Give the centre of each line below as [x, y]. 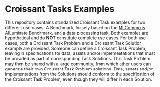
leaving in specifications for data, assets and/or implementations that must [80, 53]
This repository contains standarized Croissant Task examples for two [75, 22]
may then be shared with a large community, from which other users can [78, 64]
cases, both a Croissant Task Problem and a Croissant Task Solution [74, 43]
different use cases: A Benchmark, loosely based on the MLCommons [75, 27]
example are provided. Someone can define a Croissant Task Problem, [76, 48]
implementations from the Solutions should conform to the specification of [80, 74]
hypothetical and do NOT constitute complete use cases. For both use [76, 38]
